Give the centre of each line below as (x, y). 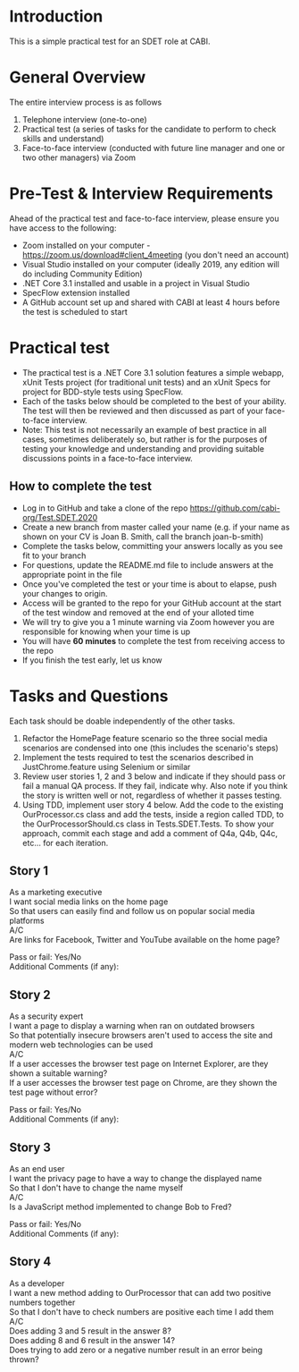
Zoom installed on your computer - (86, 245)
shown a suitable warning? (58, 1073)
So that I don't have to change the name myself (96, 1188)
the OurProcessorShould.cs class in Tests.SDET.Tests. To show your (148, 824)
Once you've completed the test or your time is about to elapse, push (149, 584)
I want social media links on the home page (89, 902)
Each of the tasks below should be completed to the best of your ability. (154, 401)
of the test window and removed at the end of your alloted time (138, 612)
